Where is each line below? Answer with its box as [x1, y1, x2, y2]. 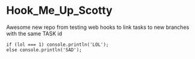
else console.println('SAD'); [6, 46, 82, 53]
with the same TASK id [6, 29, 63, 37]
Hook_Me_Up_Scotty [6, 4, 113, 17]
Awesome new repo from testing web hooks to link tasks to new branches [6, 23, 190, 31]
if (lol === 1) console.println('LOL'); [6, 42, 110, 48]
